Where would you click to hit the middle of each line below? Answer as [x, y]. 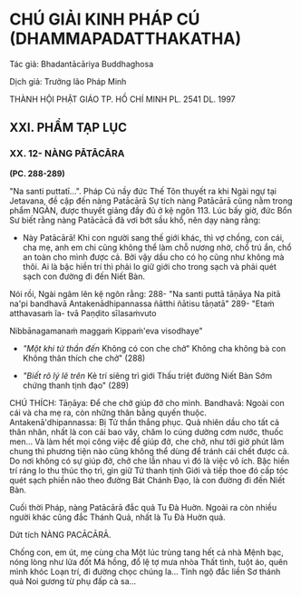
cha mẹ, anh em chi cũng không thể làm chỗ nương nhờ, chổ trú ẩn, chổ [157, 247]
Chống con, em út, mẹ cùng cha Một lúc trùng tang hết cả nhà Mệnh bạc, [146, 552]
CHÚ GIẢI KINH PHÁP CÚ [105, 20]
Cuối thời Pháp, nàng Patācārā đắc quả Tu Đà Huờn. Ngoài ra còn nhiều [143, 507]
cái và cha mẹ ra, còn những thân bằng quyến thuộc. [108, 412]
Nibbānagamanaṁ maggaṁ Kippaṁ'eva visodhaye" [107, 331]
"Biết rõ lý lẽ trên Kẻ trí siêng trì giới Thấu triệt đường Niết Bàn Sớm [147, 375]
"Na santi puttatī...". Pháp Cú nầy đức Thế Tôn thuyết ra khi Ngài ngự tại [143, 191]
